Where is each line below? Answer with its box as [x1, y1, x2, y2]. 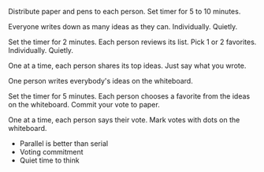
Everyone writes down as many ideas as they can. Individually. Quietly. [8, 22, 238, 31]
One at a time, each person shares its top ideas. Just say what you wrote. [8, 61, 247, 70]
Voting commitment [19, 148, 84, 156]
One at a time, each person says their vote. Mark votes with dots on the [8, 115, 240, 125]
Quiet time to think [19, 155, 80, 165]
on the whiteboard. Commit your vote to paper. [8, 100, 160, 109]
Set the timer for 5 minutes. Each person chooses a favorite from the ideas [8, 92, 251, 101]
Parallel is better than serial [19, 139, 109, 148]
